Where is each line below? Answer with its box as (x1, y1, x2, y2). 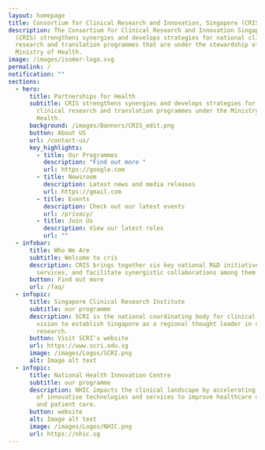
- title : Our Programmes (36, 151, 118, 159)
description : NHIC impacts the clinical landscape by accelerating (28, 386, 256, 394)
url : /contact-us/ (28, 136, 90, 144)
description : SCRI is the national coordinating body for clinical (28, 313, 256, 321)
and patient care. (36, 400, 97, 409)
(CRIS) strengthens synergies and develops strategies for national (15, 33, 245, 42)
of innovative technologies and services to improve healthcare (36, 393, 252, 401)
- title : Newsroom (36, 173, 97, 182)
